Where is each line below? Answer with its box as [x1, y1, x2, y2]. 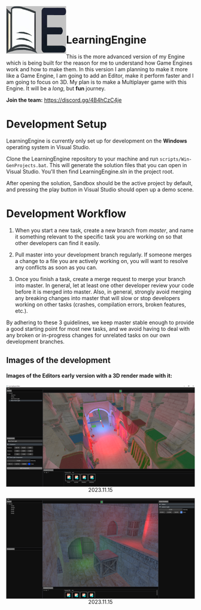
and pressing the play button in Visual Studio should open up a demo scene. [6, 186, 194, 193]
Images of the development [6, 355, 111, 366]
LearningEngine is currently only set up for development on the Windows [6, 137, 187, 144]
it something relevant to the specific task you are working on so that [14, 233, 182, 240]
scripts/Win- [159, 156, 193, 162]
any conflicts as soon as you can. [14, 264, 98, 271]
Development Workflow [6, 207, 127, 221]
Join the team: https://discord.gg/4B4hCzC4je [6, 96, 122, 104]
